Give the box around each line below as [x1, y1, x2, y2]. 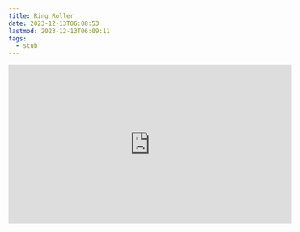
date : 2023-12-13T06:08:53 [8, 19, 99, 27]
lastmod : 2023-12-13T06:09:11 [8, 27, 111, 35]
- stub [15, 42, 38, 50]
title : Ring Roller [8, 11, 74, 20]
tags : [8, 34, 27, 43]
